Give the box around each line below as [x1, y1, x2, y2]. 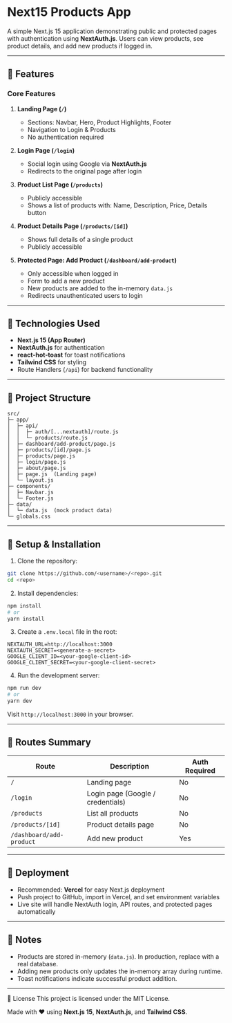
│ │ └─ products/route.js [7, 435, 88, 442]
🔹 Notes [7, 934, 42, 946]
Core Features [7, 89, 56, 99]
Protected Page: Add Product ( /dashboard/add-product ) [17, 256, 177, 264]
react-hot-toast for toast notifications [17, 350, 126, 359]
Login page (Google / [86, 789, 156, 798]
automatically [17, 907, 56, 916]
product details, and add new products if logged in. [7, 41, 153, 50]
